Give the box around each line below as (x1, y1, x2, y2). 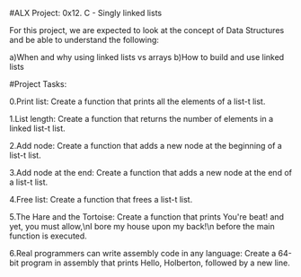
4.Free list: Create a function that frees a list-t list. (9, 195, 193, 204)
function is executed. (9, 230, 87, 241)
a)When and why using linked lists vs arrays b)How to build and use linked (9, 52, 285, 62)
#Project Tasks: (9, 79, 67, 89)
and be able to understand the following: (9, 35, 160, 45)
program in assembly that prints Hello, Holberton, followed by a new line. (21, 257, 290, 268)
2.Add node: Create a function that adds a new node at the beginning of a (9, 141, 283, 151)
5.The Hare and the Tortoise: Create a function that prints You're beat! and (9, 212, 285, 222)
